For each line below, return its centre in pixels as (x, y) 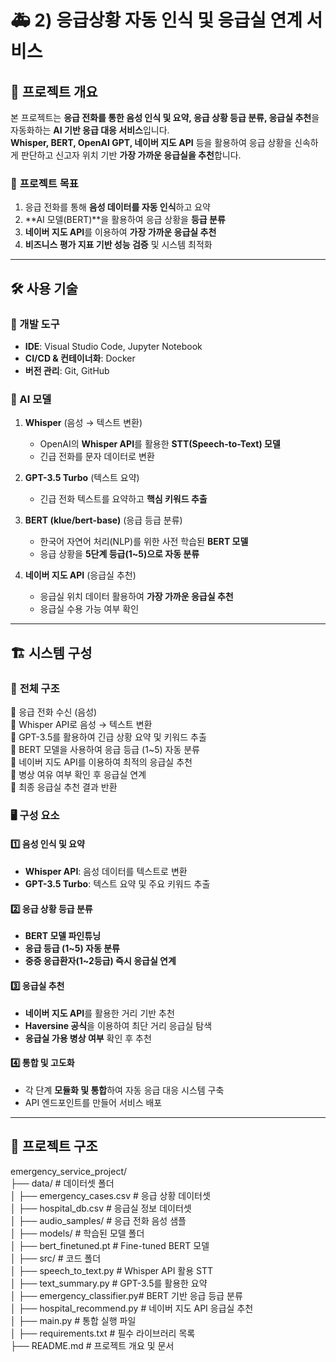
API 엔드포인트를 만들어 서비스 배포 (93, 1102)
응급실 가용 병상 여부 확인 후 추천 (88, 1038)
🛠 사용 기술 (44, 288)
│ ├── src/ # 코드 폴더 (56, 1258)
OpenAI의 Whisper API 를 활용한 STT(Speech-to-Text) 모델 (160, 444)
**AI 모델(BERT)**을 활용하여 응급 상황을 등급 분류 (125, 220)
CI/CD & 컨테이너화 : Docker (80, 358)
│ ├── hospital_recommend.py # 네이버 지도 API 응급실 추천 (132, 1308)
